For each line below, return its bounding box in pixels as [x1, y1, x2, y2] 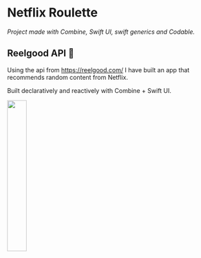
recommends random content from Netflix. [7, 73, 129, 81]
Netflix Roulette [7, 5, 98, 21]
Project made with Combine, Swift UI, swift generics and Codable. [7, 28, 195, 36]
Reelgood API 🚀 [7, 47, 74, 59]
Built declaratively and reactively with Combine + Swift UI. [7, 86, 172, 94]
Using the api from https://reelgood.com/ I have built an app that [7, 65, 190, 74]
